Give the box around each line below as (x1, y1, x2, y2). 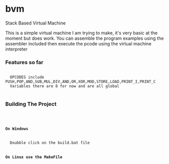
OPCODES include (10, 75, 44, 80)
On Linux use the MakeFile (5, 154, 63, 159)
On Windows (5, 126, 29, 131)
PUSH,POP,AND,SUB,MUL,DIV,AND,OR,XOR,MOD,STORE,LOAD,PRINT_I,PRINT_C (5, 79, 156, 85)
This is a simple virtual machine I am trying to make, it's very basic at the (5, 30, 158, 36)
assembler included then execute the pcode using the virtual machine (5, 40, 152, 46)
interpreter (5, 46, 28, 52)
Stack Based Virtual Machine (5, 20, 66, 26)
